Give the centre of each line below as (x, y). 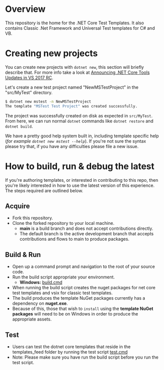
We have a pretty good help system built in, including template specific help (82, 136)
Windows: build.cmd (41, 282)
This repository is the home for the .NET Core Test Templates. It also (75, 23)
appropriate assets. (32, 319)
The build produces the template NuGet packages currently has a (79, 298)
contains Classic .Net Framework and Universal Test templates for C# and (80, 28)
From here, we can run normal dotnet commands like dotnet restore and (79, 121)
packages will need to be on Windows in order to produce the (75, 314)
